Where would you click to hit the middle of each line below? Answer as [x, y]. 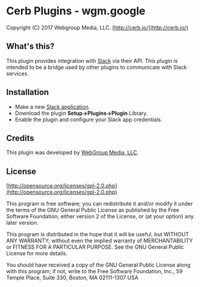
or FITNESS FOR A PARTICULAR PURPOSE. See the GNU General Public [95, 247]
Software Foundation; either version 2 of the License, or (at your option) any [100, 216]
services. [17, 74]
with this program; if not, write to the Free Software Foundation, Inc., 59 [94, 271]
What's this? [31, 46]
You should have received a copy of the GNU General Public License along [98, 265]
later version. [22, 223]
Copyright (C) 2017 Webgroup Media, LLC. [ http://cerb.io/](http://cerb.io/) [97, 28]
